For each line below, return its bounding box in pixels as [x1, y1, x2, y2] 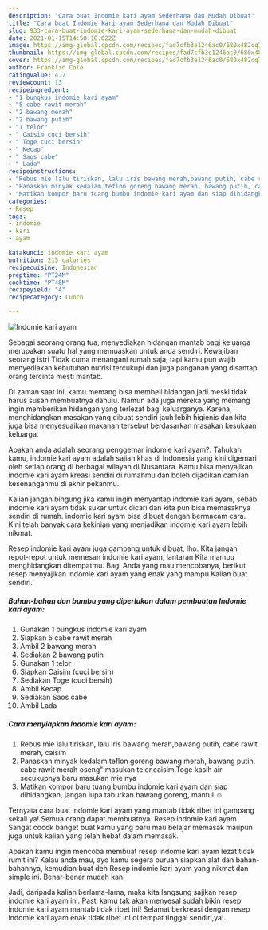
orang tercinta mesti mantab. [8, 372, 104, 381]
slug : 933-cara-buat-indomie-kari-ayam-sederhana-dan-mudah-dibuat [8, 26, 238, 34]
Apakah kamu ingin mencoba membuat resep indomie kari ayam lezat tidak [8, 846, 255, 856]
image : [8, 42, 30, 49]
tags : [8, 212, 26, 220]
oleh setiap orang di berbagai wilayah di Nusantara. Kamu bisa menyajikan [8, 462, 254, 471]
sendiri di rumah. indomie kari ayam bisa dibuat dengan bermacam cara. [8, 512, 246, 520]
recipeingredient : [8, 85, 69, 94]
